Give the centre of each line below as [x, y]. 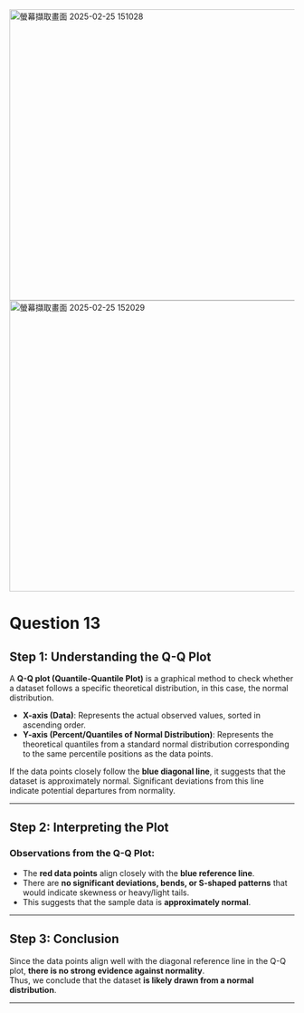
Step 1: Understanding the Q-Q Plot [110, 656]
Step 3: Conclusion [64, 939]
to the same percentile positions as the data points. [118, 754]
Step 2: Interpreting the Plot [89, 828]
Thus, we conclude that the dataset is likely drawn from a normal [132, 980]
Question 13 [55, 623]
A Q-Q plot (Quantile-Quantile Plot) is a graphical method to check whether [152, 678]
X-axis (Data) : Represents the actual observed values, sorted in [141, 715]
